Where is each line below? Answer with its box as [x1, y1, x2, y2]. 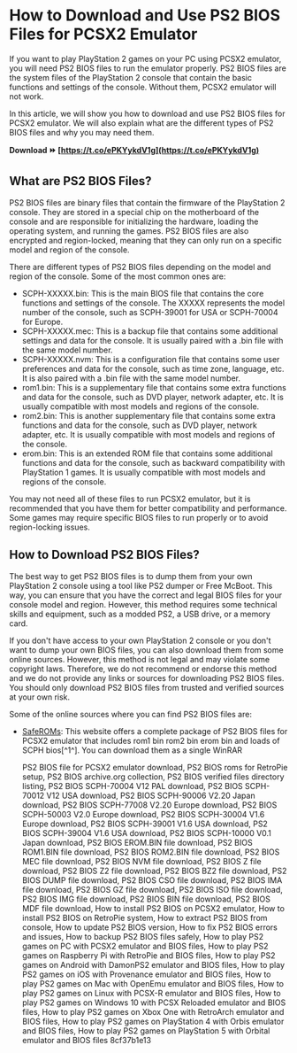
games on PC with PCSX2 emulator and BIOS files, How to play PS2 [21, 941, 269, 951]
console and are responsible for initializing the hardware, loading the [9, 216, 259, 227]
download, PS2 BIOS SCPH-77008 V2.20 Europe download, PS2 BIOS [21, 799, 278, 810]
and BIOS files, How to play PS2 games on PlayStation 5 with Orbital [21, 1025, 270, 1036]
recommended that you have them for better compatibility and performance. [9, 502, 287, 514]
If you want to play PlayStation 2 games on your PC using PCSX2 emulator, [9, 53, 282, 64]
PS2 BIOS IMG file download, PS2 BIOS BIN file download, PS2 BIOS [21, 894, 271, 904]
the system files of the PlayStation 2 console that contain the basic [9, 72, 252, 82]
